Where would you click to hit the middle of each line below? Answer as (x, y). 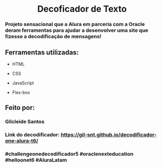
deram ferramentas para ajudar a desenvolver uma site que (77, 30)
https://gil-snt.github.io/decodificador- (109, 135)
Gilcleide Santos (25, 122)
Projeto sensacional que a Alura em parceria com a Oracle (75, 24)
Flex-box (21, 92)
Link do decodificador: (32, 135)
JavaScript (23, 83)
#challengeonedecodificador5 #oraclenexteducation (69, 154)
